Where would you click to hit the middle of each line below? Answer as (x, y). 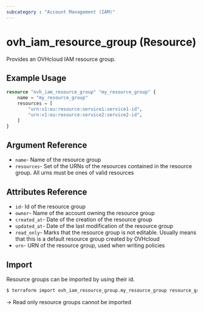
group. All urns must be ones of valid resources (74, 173)
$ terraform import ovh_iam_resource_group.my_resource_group (87, 290)
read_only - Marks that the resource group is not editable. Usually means (106, 233)
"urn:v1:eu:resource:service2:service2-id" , (85, 115)
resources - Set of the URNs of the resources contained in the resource (104, 166)
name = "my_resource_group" (53, 98)
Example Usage (36, 78)
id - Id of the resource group (50, 207)
